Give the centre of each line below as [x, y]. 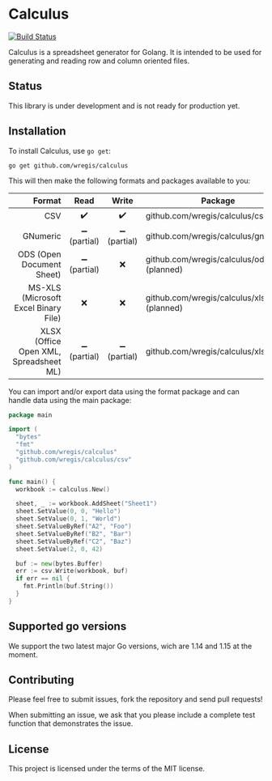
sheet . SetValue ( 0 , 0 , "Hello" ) [68, 511]
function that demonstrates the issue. [71, 724]
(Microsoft [41, 298]
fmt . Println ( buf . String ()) [68, 586]
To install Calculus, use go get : [60, 151]
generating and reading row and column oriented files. [99, 61]
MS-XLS [45, 287]
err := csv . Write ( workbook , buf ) [72, 571]
